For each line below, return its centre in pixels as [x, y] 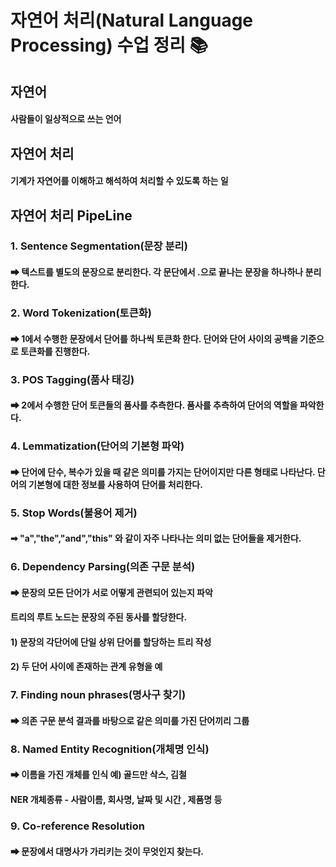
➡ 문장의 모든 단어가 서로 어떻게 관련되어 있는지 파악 [111, 592]
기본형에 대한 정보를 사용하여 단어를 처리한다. [115, 484]
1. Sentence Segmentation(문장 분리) [99, 246]
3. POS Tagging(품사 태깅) [72, 379]
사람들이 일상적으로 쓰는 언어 [66, 119]
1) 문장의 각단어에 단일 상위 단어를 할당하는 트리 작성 [111, 642]
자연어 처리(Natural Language [132, 20]
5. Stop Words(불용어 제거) [74, 513]
